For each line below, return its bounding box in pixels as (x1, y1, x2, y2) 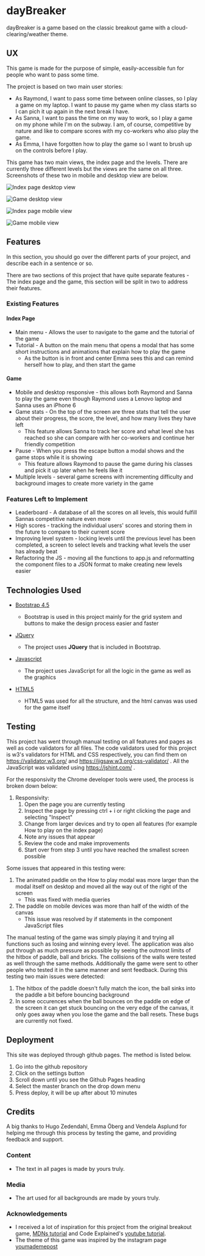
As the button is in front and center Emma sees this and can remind (24, 354, 194, 362)
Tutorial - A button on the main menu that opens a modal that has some (15, 341, 195, 349)
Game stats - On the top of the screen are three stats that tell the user (15, 408, 191, 415)
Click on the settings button (15, 1069, 85, 1077)
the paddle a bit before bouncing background (15, 991, 130, 998)
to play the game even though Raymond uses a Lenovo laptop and (15, 395, 182, 402)
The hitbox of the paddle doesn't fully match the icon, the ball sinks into (15, 984, 196, 992)
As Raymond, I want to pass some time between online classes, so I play (15, 94, 198, 102)
